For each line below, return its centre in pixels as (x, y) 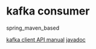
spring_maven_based (33, 28)
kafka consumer (48, 11)
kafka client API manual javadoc (46, 39)
